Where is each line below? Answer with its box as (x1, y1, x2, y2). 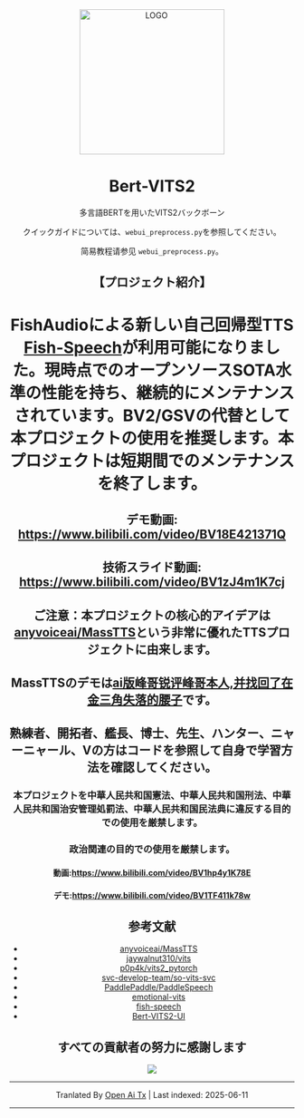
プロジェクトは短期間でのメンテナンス (9, 451, 295, 471)
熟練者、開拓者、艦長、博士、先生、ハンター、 (9, 725, 271, 742)
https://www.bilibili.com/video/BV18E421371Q (17, 526, 287, 542)
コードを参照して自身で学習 (126, 743, 282, 758)
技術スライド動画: (102, 559, 202, 575)
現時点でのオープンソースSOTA (43, 360, 276, 380)
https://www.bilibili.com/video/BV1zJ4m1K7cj (19, 575, 285, 590)
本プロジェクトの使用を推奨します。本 (10, 428, 294, 448)
